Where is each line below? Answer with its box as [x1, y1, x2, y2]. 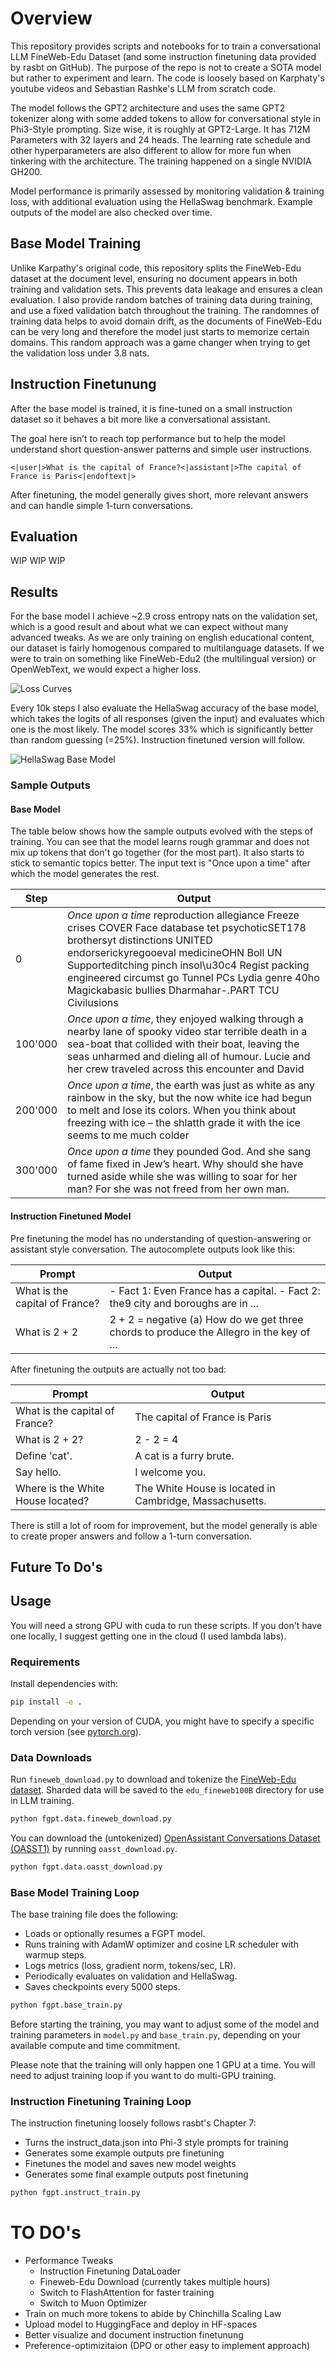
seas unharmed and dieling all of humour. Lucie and [67, 1050, 311, 1064]
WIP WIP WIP [10, 555, 66, 567]
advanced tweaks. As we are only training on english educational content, [10, 632, 315, 644]
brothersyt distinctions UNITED [67, 933, 213, 947]
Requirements [10, 1655, 81, 1669]
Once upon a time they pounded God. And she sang [67, 1145, 312, 1159]
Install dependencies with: [10, 1678, 119, 1690]
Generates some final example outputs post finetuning [24, 2168, 249, 2181]
